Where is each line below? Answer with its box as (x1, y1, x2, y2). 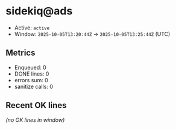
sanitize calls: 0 (14, 83, 54, 90)
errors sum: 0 (14, 76, 49, 83)
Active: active (14, 24, 50, 31)
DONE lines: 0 (14, 70, 49, 77)
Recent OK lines (5, 100, 67, 110)
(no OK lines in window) (5, 116, 65, 124)
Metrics (5, 48, 36, 58)
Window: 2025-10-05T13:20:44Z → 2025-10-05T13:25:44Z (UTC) (14, 30, 171, 37)
